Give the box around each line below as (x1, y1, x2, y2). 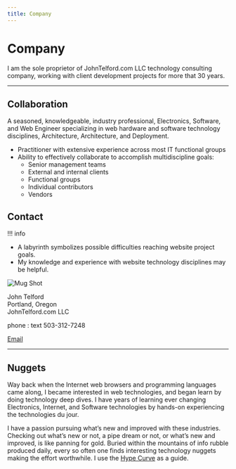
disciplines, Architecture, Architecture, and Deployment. (7, 131, 170, 141)
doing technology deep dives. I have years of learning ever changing (7, 395, 206, 404)
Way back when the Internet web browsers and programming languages (7, 380, 216, 389)
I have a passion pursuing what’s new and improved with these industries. (7, 424, 221, 432)
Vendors (27, 191, 53, 199)
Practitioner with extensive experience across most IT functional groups (17, 146, 226, 154)
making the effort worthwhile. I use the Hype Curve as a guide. (7, 454, 189, 462)
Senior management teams (27, 160, 107, 169)
